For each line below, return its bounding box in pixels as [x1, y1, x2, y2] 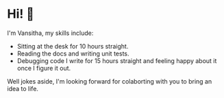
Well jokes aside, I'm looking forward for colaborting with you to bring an [7, 77, 212, 85]
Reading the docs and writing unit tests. [16, 49, 129, 58]
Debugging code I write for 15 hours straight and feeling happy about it [16, 56, 217, 64]
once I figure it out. [16, 64, 71, 72]
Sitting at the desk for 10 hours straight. [16, 42, 129, 50]
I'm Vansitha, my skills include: [7, 29, 94, 37]
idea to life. [7, 84, 39, 93]
